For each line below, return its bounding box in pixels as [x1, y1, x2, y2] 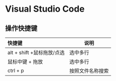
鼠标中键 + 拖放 [7, 59, 43, 65]
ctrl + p [7, 67, 24, 74]
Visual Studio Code [5, 3, 85, 15]
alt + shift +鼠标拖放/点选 [7, 49, 65, 56]
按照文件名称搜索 [69, 67, 109, 74]
